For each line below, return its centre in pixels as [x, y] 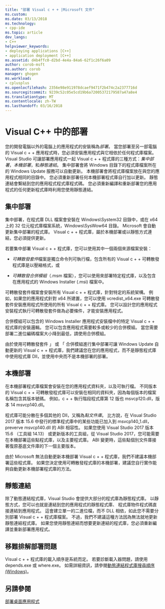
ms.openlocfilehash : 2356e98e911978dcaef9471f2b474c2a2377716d [71, 88]
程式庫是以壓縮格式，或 [36, 265]
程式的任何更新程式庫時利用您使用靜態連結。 [50, 189]
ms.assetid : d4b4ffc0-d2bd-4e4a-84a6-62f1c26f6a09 [58, 60]
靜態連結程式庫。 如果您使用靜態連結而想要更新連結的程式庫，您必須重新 [79, 523]
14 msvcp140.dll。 [29, 404]
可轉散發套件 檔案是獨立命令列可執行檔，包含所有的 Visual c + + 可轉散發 [86, 259]
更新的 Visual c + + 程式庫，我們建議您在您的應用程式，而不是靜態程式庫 [83, 350]
